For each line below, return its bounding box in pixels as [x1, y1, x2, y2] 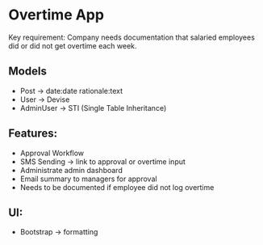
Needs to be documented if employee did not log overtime [19, 182, 215, 192]
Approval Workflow [19, 148, 85, 158]
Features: [8, 127, 58, 141]
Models [8, 65, 47, 78]
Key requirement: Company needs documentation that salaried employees [8, 32, 256, 42]
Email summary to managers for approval [19, 174, 157, 184]
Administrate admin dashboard [19, 165, 123, 175]
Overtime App [8, 6, 105, 24]
